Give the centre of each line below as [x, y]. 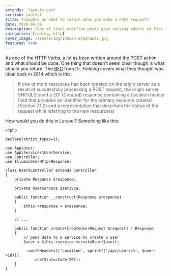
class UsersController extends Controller [51, 170]
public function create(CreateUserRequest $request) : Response [84, 228]
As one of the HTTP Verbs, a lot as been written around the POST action [81, 58]
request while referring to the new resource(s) [66, 111]
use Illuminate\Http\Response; [38, 161]
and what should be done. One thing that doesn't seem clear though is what [85, 63]
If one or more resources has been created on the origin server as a [89, 84]
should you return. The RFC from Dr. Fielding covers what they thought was [84, 68]
